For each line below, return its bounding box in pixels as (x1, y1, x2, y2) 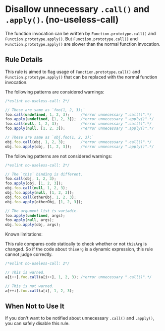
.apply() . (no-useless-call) (5, 14, 119, 25)
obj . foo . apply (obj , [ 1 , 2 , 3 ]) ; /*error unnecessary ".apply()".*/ (5, 144, 154, 149)
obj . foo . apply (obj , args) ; (5, 222, 61, 227)
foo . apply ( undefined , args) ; (5, 213, 65, 218)
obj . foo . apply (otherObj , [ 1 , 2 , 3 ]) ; (5, 199, 83, 204)
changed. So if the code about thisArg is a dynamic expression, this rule (5, 246, 153, 252)
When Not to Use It (5, 302, 64, 310)
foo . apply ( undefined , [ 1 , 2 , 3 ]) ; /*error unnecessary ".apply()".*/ (5, 117, 154, 122)
